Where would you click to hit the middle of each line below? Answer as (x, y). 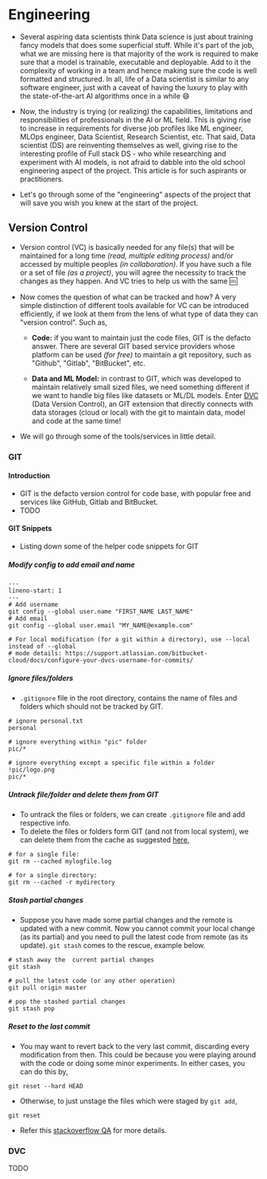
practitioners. (41, 179)
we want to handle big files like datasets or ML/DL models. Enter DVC (145, 395)
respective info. (45, 822)
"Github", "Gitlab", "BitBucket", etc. (88, 363)
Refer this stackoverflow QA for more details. (93, 1130)
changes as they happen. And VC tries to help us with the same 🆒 (128, 281)
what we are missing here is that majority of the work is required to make (139, 53)
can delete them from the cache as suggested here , (104, 839)
